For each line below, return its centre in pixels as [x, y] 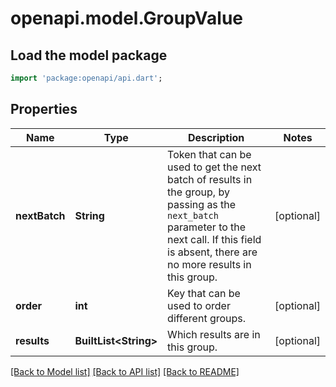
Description [216, 137]
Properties [44, 109]
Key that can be [204, 293]
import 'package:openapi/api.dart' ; [86, 78]
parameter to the [207, 227]
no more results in [209, 264]
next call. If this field [214, 239]
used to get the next [214, 167]
